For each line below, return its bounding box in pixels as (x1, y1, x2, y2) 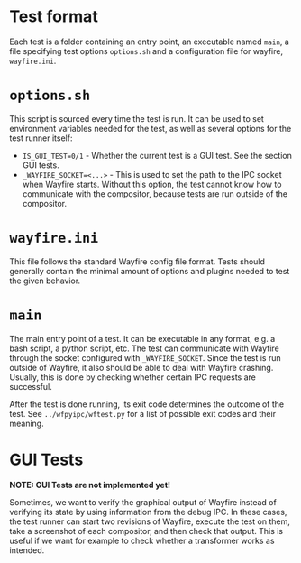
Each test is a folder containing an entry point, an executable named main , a (9, 36, 290, 47)
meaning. (9, 418, 44, 429)
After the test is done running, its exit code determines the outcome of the (9, 399, 285, 410)
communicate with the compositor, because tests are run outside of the (22, 188, 288, 199)
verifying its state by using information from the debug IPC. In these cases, (9, 506, 287, 517)
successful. (9, 381, 52, 392)
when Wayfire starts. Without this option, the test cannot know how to (22, 179, 282, 189)
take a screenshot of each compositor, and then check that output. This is (9, 525, 284, 536)
